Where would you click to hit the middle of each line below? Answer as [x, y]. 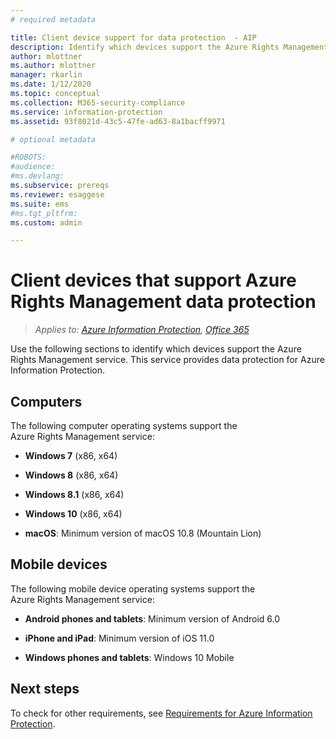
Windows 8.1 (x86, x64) [74, 494]
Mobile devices [59, 564]
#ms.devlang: [37, 176]
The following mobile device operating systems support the [133, 588]
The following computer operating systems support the [124, 425]
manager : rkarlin [46, 75]
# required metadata [53, 19]
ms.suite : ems [40, 204]
